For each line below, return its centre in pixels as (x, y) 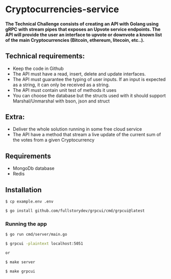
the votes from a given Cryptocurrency (54, 140)
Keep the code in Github (38, 68)
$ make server (20, 262)
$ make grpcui (20, 271)
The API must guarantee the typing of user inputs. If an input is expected (89, 79)
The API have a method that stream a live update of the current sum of (87, 135)
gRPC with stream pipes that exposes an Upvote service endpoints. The (83, 29)
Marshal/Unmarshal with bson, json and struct (61, 101)
